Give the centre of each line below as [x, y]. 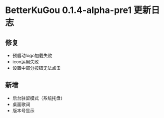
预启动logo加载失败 [32, 56]
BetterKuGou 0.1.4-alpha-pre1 [69, 10]
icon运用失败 [25, 62]
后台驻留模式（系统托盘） [39, 98]
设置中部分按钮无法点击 [36, 68]
